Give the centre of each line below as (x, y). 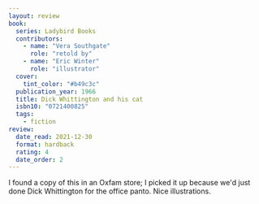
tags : (25, 115)
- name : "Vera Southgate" (67, 46)
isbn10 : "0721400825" (52, 106)
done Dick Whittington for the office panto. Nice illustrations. (110, 191)
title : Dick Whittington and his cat (80, 99)
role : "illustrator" (65, 69)
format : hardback (45, 144)
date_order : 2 (39, 159)
